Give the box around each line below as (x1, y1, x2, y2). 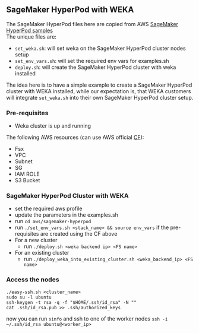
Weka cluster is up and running (14, 122, 91, 129)
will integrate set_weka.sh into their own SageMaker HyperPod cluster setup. (6, 94, 194, 101)
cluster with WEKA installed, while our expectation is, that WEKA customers (6, 87, 191, 94)
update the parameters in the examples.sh (14, 211, 119, 218)
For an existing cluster (14, 249, 70, 256)
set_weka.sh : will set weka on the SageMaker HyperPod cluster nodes (14, 45, 186, 52)
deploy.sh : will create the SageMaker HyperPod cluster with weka (14, 64, 176, 71)
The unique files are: (6, 33, 56, 40)
